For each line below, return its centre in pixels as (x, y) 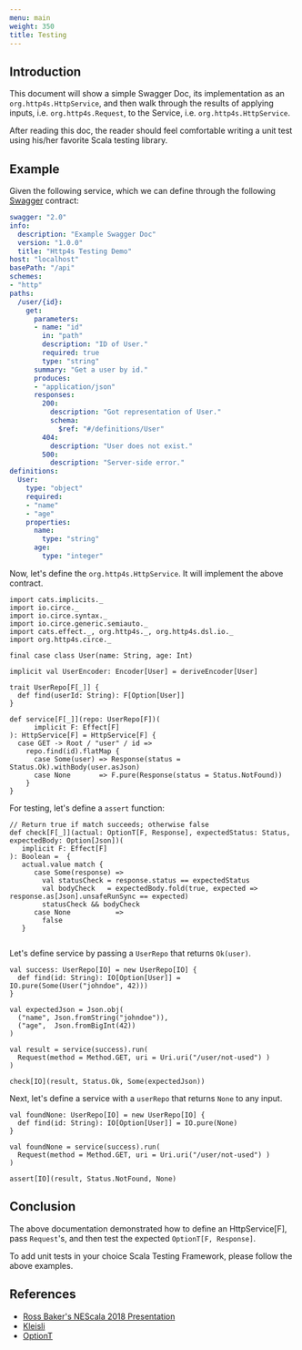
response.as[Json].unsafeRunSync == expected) (99, 896)
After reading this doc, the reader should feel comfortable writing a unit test (151, 131)
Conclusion (43, 1207)
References (43, 1294)
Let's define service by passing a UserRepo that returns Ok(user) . (131, 953)
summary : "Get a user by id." (91, 370)
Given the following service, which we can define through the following (142, 191)
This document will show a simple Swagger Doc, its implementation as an (147, 94)
